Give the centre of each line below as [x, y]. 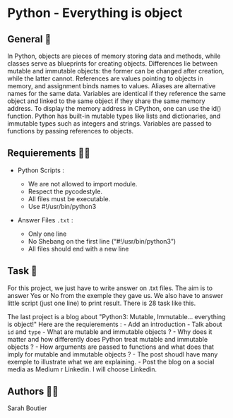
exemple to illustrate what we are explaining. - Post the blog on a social [111, 362]
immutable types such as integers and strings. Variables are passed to [109, 124]
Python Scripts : [41, 170]
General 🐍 [29, 39]
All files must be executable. [69, 198]
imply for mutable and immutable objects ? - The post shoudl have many [113, 354]
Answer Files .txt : [45, 220]
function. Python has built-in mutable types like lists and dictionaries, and [114, 116]
